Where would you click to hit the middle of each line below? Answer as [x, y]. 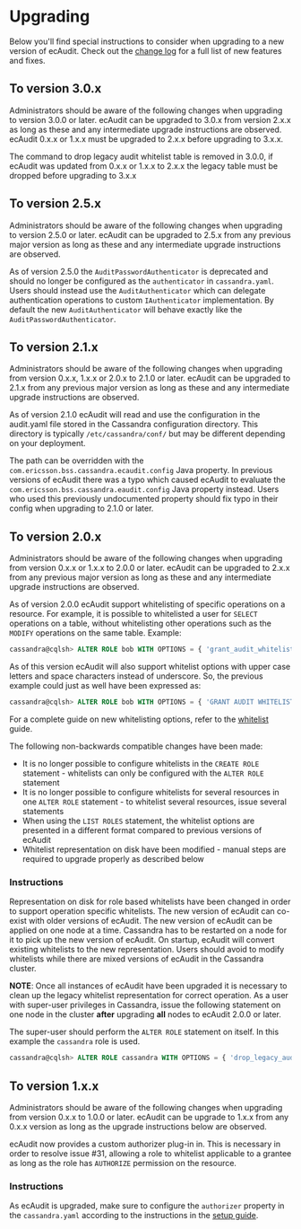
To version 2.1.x [54, 347]
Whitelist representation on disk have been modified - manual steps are [154, 849]
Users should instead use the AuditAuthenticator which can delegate [138, 290]
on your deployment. [48, 443]
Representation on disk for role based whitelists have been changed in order [150, 902]
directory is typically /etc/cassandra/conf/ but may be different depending [147, 434]
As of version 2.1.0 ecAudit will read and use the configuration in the [135, 415]
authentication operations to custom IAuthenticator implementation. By [142, 300]
